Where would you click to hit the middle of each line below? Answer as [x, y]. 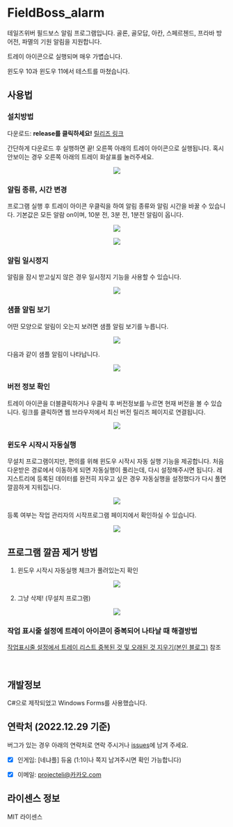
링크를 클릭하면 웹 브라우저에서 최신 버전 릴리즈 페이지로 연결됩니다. [114, 412]
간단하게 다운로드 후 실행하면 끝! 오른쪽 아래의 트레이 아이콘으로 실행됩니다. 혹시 [116, 148]
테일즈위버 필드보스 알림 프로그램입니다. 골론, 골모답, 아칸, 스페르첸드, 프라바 [111, 33]
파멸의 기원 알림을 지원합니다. [62, 41]
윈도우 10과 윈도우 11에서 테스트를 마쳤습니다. [69, 71]
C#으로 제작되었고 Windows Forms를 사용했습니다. [77, 703]
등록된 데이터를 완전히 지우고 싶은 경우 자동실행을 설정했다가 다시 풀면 [132, 479]
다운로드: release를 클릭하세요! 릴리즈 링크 [65, 133]
